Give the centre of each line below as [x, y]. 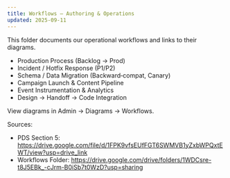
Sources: [20, 124]
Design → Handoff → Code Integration [72, 97]
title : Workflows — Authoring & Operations [71, 14]
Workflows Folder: [43, 159]
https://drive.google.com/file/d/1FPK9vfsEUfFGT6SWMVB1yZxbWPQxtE [120, 145]
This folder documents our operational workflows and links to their [102, 39]
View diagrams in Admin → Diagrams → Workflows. [81, 111]
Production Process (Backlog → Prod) [71, 60]
